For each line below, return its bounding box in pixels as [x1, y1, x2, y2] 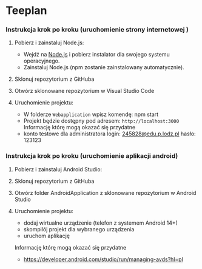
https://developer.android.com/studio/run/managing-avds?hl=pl [23, 256, 183, 263]
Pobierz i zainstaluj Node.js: [14, 39, 84, 46]
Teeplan [5, 4, 47, 18]
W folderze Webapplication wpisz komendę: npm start [23, 111, 159, 118]
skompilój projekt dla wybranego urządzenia [23, 225, 135, 233]
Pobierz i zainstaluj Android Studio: [14, 165, 103, 173]
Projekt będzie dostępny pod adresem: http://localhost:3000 [23, 117, 180, 124]
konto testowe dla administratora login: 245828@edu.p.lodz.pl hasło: [23, 130, 196, 137]
